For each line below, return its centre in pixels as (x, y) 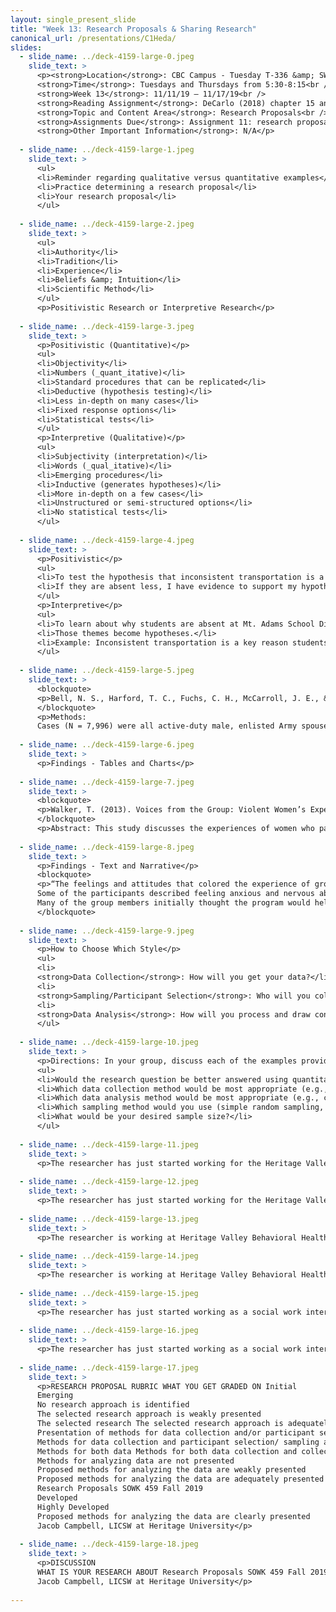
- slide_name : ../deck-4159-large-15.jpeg (109, 1293)
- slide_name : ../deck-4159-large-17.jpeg (109, 1367)
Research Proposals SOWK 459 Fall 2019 (119, 1489)
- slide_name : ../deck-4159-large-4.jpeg (107, 540)
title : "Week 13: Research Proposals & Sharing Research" (133, 29)
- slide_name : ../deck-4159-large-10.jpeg (109, 1042)
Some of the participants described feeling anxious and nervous (175, 894)
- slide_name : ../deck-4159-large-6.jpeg (107, 745)
